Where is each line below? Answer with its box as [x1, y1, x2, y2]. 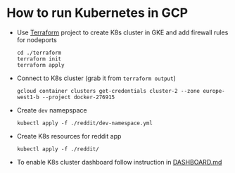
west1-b [16, 94, 39, 101]
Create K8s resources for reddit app [16, 132, 122, 140]
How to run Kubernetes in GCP [6, 5, 188, 21]
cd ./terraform [16, 49, 62, 56]
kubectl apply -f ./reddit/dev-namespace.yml [16, 120, 153, 127]
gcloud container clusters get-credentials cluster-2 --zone [16, 87, 201, 94]
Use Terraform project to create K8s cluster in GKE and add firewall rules [16, 28, 229, 37]
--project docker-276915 [42, 94, 115, 101]
